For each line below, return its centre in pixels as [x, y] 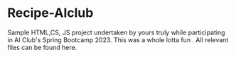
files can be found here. [42, 47]
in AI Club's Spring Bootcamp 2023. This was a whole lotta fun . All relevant [118, 39]
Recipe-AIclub [50, 13]
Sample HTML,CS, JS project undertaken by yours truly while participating [116, 32]
